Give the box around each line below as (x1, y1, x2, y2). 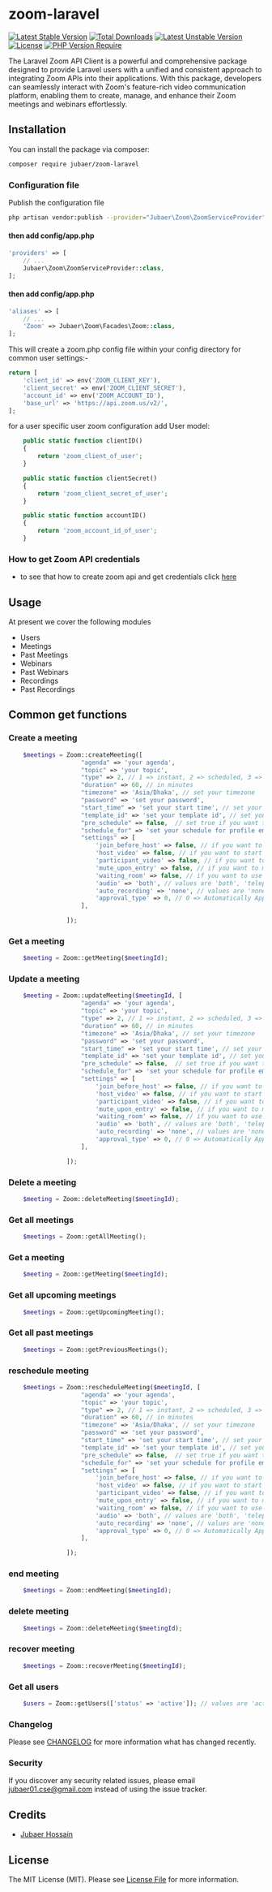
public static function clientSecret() (23, 474, 158, 482)
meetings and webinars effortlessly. (8, 99, 128, 109)
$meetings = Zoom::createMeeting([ (23, 750, 143, 759)
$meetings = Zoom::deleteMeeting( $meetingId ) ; (23, 1624, 183, 1632)
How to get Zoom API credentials (8, 553, 140, 564)
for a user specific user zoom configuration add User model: (8, 421, 210, 431)
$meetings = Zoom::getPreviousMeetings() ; (23, 1346, 168, 1354)
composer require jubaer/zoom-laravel (8, 160, 139, 168)
